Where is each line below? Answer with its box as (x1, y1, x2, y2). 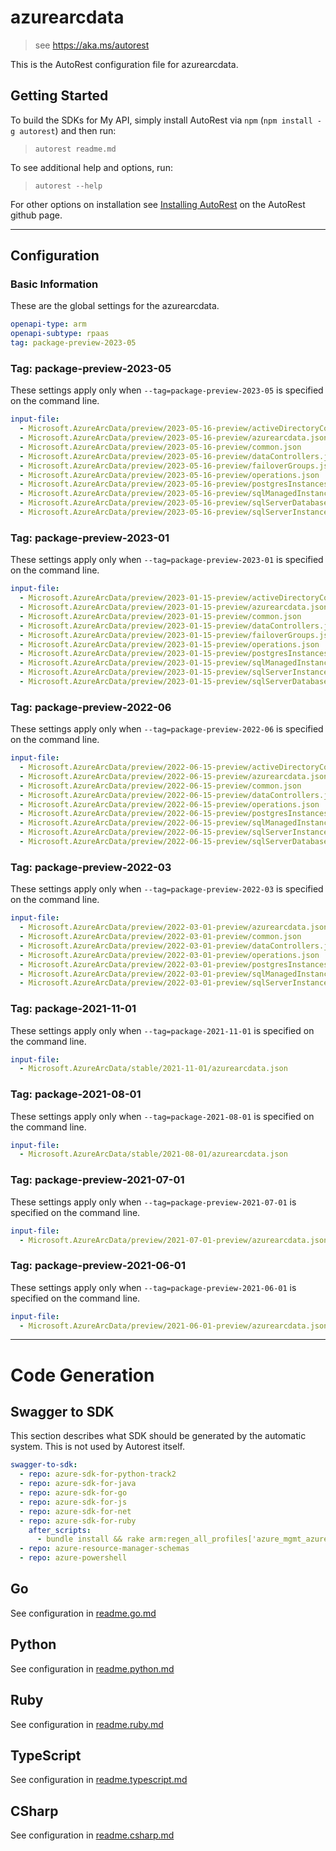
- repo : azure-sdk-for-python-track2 (19, 1469, 177, 1480)
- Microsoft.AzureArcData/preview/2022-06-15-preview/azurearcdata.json (19, 771, 329, 781)
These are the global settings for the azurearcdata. (10, 300, 220, 312)
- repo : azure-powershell (19, 1553, 128, 1563)
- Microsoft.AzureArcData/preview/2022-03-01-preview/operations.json (19, 950, 320, 960)
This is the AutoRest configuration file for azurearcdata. (10, 58, 239, 70)
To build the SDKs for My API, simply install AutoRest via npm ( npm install (10, 114, 313, 126)
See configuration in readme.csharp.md (10, 1829, 175, 1841)
